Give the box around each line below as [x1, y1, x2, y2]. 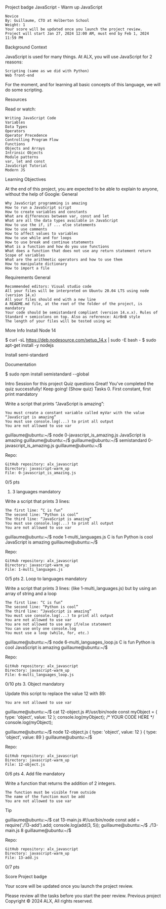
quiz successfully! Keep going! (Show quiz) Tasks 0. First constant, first [5, 386, 151, 392]
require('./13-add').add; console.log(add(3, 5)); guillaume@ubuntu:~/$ [5, 822, 148, 828]
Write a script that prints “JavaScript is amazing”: [5, 401, 105, 407]
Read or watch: [5, 106, 36, 112]
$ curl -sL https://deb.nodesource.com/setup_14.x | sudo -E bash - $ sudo [5, 337, 157, 343]
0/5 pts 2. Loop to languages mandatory [5, 576, 87, 582]
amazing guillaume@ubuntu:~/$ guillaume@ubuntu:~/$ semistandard [5, 437, 147, 443]
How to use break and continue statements [5, 240, 94, 245]
